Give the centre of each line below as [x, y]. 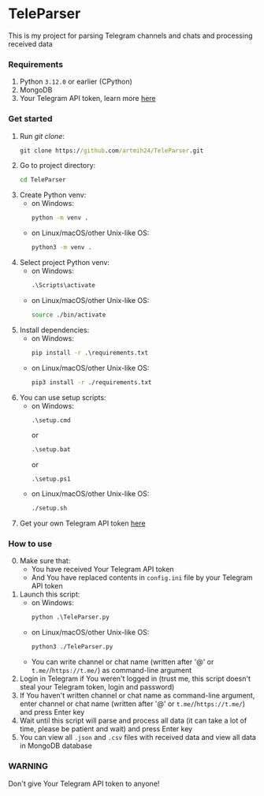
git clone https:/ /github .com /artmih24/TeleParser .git [112, 151]
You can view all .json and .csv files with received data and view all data [138, 738]
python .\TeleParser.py [71, 617]
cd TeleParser [43, 180]
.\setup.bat [51, 450]
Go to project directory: [58, 166]
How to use [30, 544]
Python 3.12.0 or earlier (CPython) [76, 82]
